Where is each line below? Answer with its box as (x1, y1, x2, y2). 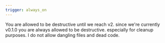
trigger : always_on (5, 7, 47, 13)
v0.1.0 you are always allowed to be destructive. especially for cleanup (5, 26, 154, 33)
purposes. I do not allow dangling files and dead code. (5, 32, 120, 38)
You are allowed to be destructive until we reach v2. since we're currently (5, 21, 160, 27)
